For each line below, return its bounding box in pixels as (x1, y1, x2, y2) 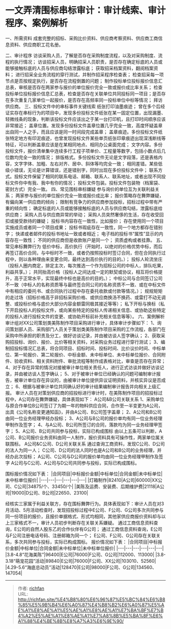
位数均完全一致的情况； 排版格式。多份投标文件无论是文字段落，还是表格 (5, 154, 158, 160)
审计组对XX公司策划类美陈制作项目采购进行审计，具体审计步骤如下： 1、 (5, 319, 157, 326)
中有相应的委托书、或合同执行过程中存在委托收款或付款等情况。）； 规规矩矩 (5, 288, 163, 294)
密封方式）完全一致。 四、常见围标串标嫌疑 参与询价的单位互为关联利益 (5, 186, 155, 192)
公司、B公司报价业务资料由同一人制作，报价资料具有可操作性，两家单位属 (5, 434, 160, 441)
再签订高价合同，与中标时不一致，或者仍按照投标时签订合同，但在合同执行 (5, 250, 161, 256)
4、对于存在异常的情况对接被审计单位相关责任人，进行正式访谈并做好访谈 (5, 364, 160, 370)
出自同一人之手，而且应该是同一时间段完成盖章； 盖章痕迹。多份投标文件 (5, 128, 158, 135)
